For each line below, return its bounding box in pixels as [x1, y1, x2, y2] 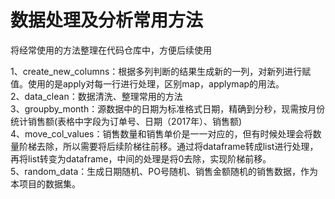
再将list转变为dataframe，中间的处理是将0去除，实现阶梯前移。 [10, 152, 272, 165]
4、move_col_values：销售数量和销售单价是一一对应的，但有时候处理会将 [10, 127, 313, 140]
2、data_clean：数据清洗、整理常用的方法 [10, 90, 183, 102]
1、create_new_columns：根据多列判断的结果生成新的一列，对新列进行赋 [10, 65, 312, 77]
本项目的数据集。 [10, 177, 81, 190]
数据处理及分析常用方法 [10, 9, 204, 32]
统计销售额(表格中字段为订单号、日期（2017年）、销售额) [10, 115, 243, 127]
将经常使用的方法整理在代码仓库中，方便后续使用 [10, 44, 212, 56]
